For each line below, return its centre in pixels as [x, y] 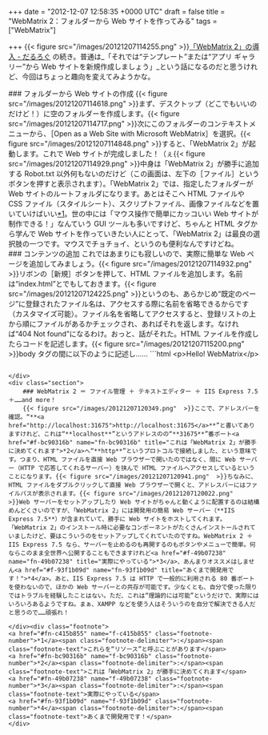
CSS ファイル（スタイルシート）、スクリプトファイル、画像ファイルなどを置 [134, 204]
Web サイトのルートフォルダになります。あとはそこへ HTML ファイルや [127, 194]
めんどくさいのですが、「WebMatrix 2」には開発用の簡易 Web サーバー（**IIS [122, 511]
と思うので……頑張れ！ [39, 612]
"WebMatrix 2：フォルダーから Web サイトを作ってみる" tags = [113, 21]
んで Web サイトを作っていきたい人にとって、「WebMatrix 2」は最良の [138, 234]
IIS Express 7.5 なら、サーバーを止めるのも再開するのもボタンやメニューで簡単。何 [132, 544]
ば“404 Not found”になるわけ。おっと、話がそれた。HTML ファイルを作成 [130, 334]
